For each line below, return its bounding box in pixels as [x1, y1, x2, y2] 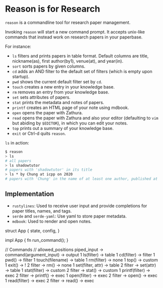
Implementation [5, 190, 54, 198]
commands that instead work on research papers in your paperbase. [5, 34, 143, 40]
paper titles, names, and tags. [12, 208, 72, 214]
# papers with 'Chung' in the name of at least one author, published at [5, 177, 158, 181]
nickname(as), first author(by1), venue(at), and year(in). [12, 58, 124, 64]
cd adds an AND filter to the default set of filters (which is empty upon [12, 68, 152, 74]
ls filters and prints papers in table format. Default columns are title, [12, 53, 149, 59]
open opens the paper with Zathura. [12, 109, 83, 115]
